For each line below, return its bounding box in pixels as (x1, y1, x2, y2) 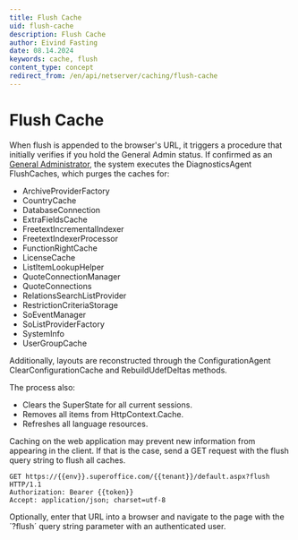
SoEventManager (21, 309, 87, 320)
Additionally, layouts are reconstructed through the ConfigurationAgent (9, 355, 271, 365)
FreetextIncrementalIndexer (21, 223, 124, 234)
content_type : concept (9, 64, 94, 73)
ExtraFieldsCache (21, 214, 88, 225)
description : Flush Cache (9, 30, 106, 39)
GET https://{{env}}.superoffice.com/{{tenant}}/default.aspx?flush (9, 472, 270, 481)
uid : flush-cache (9, 21, 74, 30)
